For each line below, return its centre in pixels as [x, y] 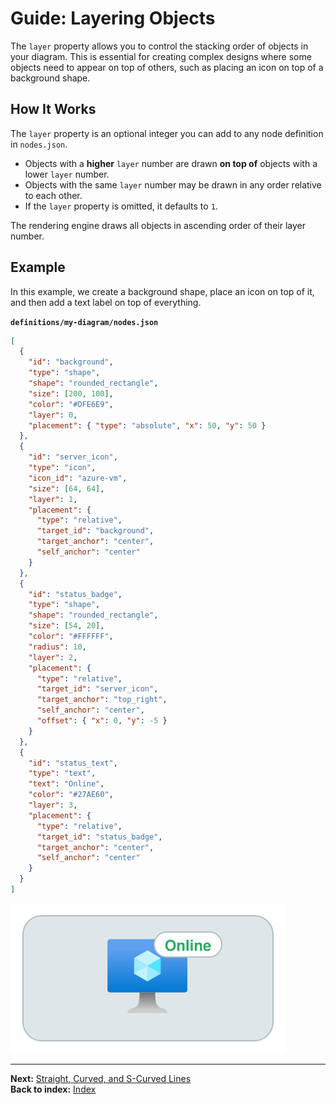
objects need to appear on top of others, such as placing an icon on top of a [167, 67]
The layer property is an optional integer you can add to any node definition [167, 133]
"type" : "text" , [62, 773]
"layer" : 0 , [53, 415]
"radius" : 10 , [57, 647]
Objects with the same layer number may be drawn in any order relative [173, 184]
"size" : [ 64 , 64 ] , [66, 488]
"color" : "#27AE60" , [71, 795]
